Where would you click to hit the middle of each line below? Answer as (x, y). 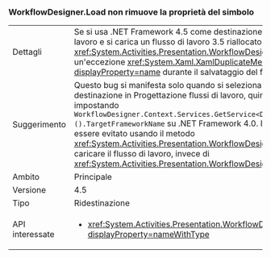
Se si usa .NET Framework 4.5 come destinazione (168, 32)
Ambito (26, 177)
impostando (96, 106)
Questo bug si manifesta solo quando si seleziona (168, 85)
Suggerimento (40, 125)
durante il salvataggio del (210, 73)
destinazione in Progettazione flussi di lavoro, (160, 95)
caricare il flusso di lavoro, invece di (142, 154)
